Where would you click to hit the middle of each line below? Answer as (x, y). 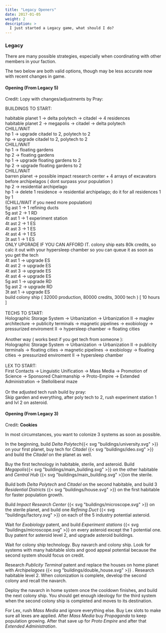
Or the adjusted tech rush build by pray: (46, 392)
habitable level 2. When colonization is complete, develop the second (76, 575)
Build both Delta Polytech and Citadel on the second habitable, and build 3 (81, 484)
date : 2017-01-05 (23, 14)
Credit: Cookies (21, 425)
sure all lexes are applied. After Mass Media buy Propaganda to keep (76, 616)
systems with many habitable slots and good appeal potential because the (81, 550)
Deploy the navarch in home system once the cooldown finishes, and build (81, 590)
